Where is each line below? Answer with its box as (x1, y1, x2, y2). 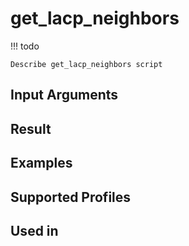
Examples (10, 155, 73, 172)
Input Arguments (10, 87, 119, 104)
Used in (10, 222, 59, 239)
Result (10, 120, 52, 137)
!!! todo (10, 40, 40, 52)
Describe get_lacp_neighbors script (10, 59, 163, 69)
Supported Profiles (10, 188, 132, 206)
